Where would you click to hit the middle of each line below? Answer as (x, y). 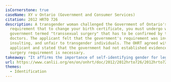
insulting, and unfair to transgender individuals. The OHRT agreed (84, 43)
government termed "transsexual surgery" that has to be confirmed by (86, 34)
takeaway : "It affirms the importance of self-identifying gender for (82, 57)
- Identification (28, 72)
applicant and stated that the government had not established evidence (89, 48)
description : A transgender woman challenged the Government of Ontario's (86, 24)
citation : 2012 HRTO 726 (32, 19)
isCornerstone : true (27, 10)
